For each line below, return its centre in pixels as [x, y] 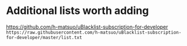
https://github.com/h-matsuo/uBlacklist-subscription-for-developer [87, 27]
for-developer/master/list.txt [44, 37]
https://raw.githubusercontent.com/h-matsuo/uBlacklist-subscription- [94, 32]
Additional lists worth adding [77, 11]
